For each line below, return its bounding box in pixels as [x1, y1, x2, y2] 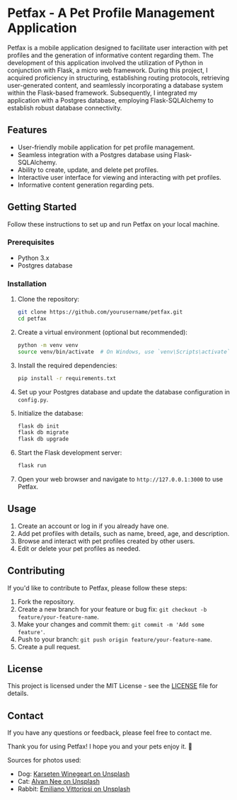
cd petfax [17, 315, 47, 323]
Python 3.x [17, 253, 50, 262]
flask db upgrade [17, 435, 69, 443]
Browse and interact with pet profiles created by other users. [17, 537, 195, 545]
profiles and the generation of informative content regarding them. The [7, 51, 214, 59]
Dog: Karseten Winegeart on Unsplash [17, 770, 130, 778]
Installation [7, 278, 47, 288]
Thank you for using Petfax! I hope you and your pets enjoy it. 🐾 [7, 742, 192, 751]
